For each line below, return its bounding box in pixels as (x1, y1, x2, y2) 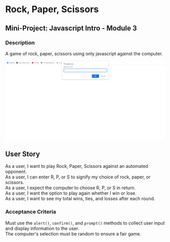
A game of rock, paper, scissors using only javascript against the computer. (5, 50, 163, 56)
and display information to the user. (5, 225, 80, 231)
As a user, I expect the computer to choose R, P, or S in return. (5, 185, 136, 191)
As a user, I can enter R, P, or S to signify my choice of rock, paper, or (5, 174, 151, 180)
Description (5, 39, 35, 46)
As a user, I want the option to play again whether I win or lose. (5, 190, 137, 196)
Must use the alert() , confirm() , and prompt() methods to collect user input (5, 220, 165, 226)
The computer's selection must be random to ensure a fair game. (5, 230, 141, 237)
